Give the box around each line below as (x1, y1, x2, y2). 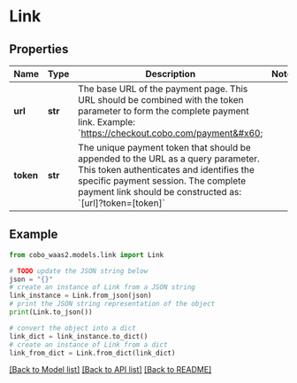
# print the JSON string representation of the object (9, 300, 216, 309)
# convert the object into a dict (9, 324, 137, 332)
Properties (9, 42, 69, 57)
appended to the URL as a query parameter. (78, 152, 261, 165)
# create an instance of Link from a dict (9, 340, 168, 349)
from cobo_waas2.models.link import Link (9, 250, 164, 259)
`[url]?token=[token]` (78, 197, 165, 209)
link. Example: (78, 116, 135, 128)
